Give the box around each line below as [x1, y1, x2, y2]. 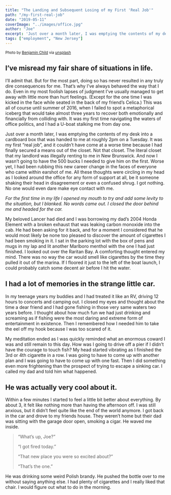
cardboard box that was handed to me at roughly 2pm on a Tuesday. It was [5, 136, 163, 142]
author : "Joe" [5, 27, 36, 32]
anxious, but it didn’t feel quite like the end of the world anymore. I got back [5, 408, 164, 414]
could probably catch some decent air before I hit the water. [5, 264, 131, 271]
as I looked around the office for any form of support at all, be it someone [5, 174, 159, 181]
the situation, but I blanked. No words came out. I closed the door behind [5, 200, 159, 207]
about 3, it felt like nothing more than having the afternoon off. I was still [5, 402, 156, 408]
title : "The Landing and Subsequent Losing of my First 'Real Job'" [5, 7, 154, 13]
